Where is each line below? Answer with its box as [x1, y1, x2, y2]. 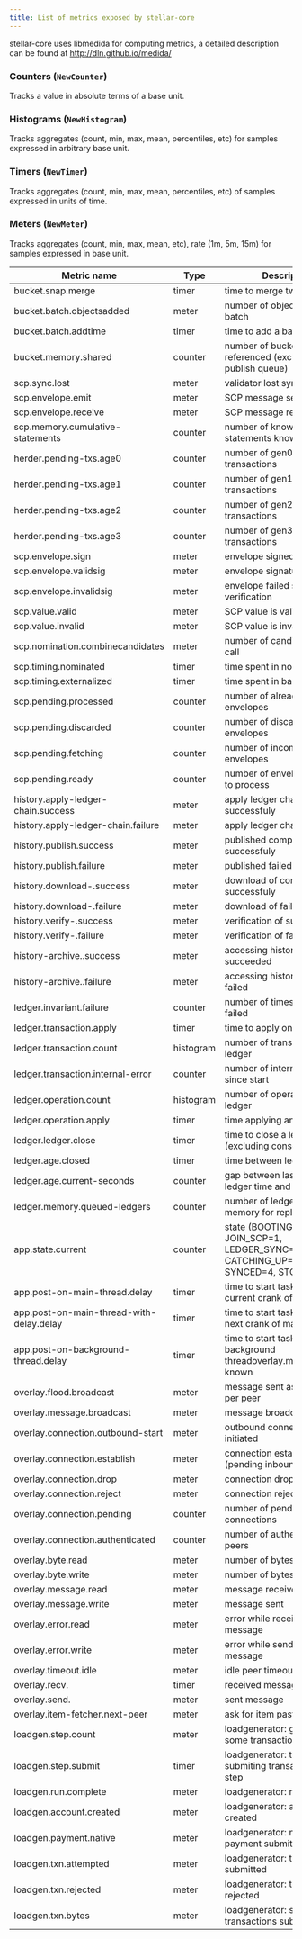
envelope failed [224, 579, 290, 591]
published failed [224, 859, 292, 871]
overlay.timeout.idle [13, 1664, 97, 1676]
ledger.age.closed [13, 1154, 91, 1167]
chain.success [13, 804, 75, 816]
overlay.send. [13, 1693, 71, 1706]
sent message [224, 1693, 285, 1706]
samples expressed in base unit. [9, 248, 129, 258]
